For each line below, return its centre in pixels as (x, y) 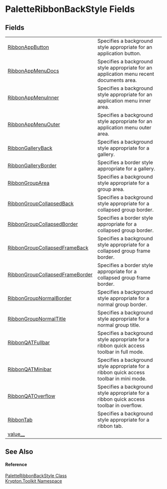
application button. (120, 53)
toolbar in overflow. (120, 406)
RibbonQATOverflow (32, 396)
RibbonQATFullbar (29, 342)
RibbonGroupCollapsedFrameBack (48, 248)
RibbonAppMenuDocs (33, 71)
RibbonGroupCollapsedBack (41, 204)
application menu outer (125, 127)
